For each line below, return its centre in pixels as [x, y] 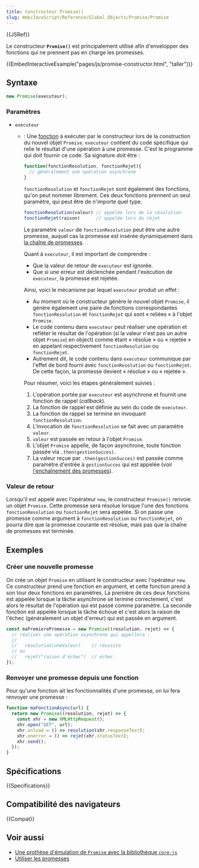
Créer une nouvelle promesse [50, 567]
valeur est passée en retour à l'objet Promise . [88, 439]
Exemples [25, 550]
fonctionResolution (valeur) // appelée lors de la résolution [102, 213]
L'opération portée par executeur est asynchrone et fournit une [110, 394]
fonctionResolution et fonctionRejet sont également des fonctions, [107, 189]
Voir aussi [25, 838]
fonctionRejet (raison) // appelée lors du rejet [92, 218]
